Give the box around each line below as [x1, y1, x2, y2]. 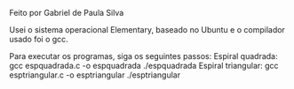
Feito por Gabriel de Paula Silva [9, 8, 124, 18]
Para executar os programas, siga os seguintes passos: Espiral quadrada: [9, 51, 278, 61]
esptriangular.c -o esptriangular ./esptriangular [9, 70, 180, 80]
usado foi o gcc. [9, 34, 68, 44]
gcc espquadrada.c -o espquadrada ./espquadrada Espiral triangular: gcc [9, 61, 279, 70]
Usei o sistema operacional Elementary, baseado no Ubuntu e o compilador [9, 25, 286, 34]
